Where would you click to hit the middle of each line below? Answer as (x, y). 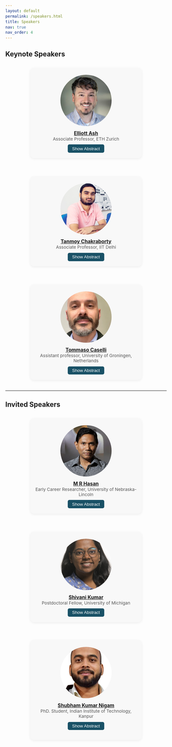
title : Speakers (23, 22)
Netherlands (86, 361)
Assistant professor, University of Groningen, (86, 356)
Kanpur (86, 716)
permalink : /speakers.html (34, 16)
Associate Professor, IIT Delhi (86, 247)
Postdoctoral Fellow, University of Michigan (86, 603)
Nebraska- (126, 489)
